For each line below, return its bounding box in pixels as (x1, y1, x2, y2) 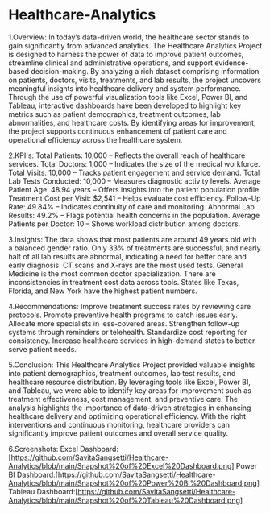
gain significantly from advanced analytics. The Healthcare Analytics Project (8, 40, 263, 50)
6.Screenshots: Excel (8, 444, 79, 453)
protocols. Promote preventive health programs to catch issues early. (8, 310, 238, 320)
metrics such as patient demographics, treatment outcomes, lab (8, 109, 222, 118)
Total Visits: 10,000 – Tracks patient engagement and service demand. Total (8, 168, 260, 177)
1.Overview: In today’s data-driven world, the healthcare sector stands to (8, 32, 250, 42)
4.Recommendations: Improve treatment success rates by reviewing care (8, 301, 251, 311)
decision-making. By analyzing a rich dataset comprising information (31, 66, 260, 76)
